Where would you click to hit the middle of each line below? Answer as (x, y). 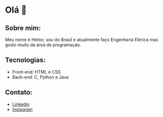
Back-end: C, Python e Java (40, 77)
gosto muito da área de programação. (43, 45)
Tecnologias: (25, 60)
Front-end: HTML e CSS (36, 72)
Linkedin (21, 104)
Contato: (19, 92)
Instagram (22, 109)
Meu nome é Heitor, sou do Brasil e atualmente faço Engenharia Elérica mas (81, 39)
